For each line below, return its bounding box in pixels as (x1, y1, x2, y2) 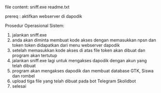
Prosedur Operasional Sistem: (5, 23, 64, 28)
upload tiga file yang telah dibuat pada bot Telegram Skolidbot (12, 78, 136, 84)
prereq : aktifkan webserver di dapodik (5, 13, 82, 19)
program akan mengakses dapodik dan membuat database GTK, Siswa (12, 68, 154, 74)
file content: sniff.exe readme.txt (5, 4, 70, 10)
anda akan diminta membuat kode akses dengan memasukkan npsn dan (12, 37, 156, 43)
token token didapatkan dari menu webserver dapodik (12, 42, 120, 48)
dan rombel (12, 73, 35, 79)
